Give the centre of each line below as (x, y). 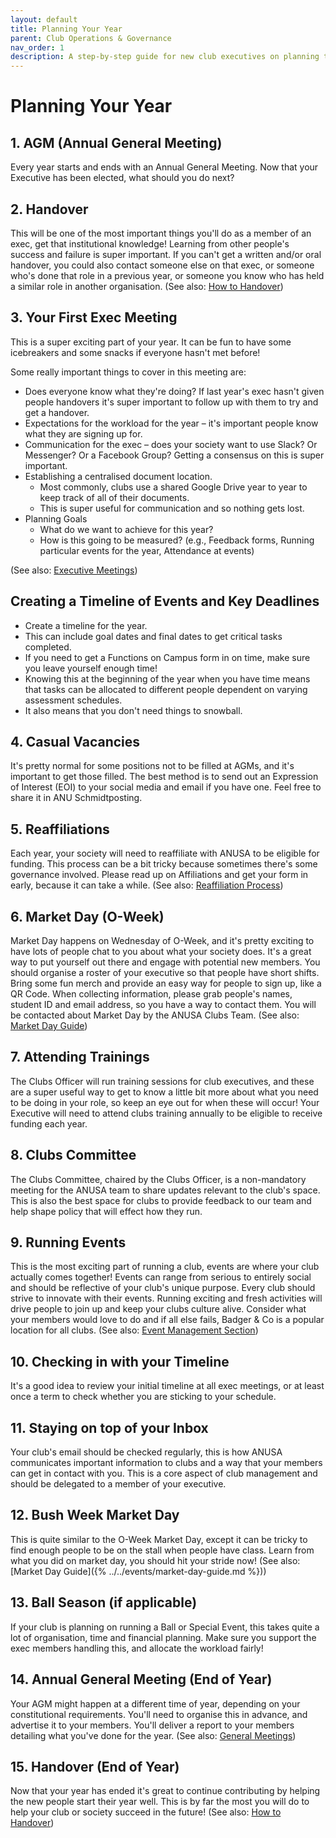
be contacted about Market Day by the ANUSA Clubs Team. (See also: (155, 1015)
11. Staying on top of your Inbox (109, 1427)
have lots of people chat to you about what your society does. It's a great (161, 951)
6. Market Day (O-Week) (87, 916)
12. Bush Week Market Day (95, 1515)
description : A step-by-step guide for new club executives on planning (165, 57)
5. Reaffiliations (60, 829)
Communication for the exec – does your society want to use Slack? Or (171, 444)
